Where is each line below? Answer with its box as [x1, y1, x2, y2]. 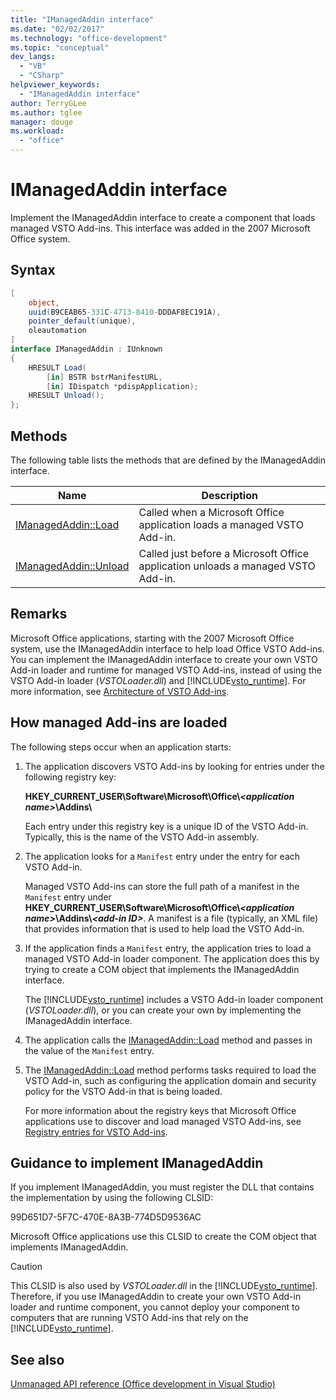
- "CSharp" [19, 71, 65, 81]
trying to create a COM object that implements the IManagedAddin [24, 963, 300, 975]
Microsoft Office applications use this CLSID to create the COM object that [10, 1231, 317, 1243]
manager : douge [10, 117, 74, 127]
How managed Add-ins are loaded [10, 714, 228, 731]
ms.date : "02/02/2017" [10, 24, 105, 34]
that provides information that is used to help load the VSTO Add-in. [24, 922, 305, 935]
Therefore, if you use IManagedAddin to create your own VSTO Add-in [10, 1291, 302, 1303]
